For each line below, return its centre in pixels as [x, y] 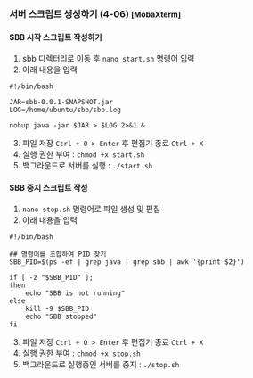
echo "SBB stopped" [61, 317]
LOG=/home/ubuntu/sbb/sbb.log [65, 110]
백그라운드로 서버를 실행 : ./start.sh [87, 166]
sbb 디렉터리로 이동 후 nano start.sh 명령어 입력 [108, 59]
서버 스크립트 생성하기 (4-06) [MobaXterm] [95, 13]
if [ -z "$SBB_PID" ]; [51, 278]
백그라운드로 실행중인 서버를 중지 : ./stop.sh [101, 365]
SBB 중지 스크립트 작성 [49, 187]
